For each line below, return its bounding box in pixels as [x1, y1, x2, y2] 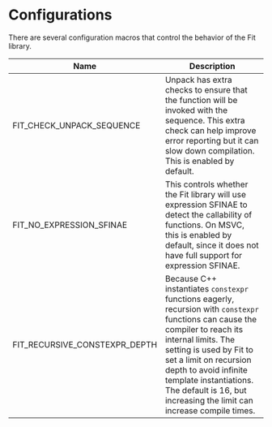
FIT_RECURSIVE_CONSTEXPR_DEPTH [12, 339, 158, 350]
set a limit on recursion [164, 354, 252, 365]
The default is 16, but [164, 384, 247, 395]
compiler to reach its [164, 323, 244, 334]
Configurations [8, 6, 113, 24]
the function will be [164, 94, 238, 106]
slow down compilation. [164, 144, 255, 156]
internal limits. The [164, 334, 236, 345]
